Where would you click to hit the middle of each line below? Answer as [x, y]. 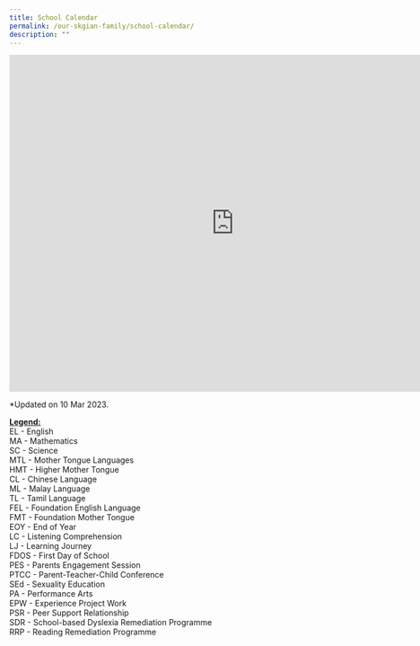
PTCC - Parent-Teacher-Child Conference [87, 575]
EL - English [31, 431]
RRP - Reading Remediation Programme [83, 632]
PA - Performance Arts [51, 594]
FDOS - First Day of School [59, 556]
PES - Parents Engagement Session [75, 565]
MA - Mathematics [44, 441]
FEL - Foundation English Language [75, 508]
